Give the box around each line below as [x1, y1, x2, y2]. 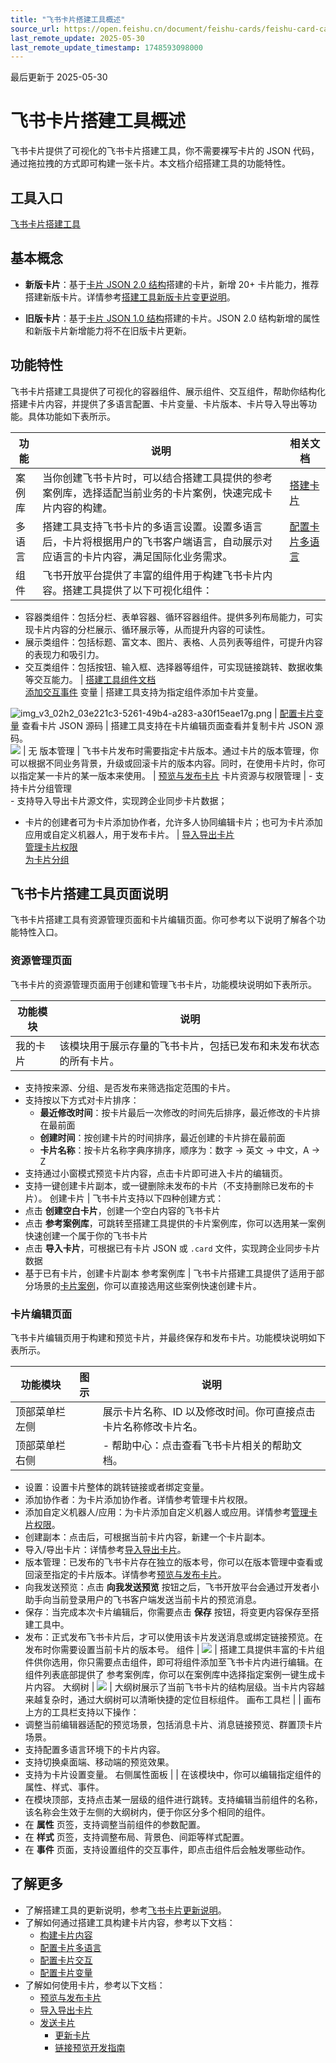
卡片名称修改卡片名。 [102, 1420, 203, 1434]
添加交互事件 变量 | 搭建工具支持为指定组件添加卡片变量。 [24, 686, 264, 698]
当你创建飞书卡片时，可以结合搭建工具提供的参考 [42, 471, 273, 485]
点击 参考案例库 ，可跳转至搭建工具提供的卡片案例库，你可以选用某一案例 [24, 1217, 326, 1229]
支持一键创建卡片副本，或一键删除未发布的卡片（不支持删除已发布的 [24, 1179, 306, 1191]
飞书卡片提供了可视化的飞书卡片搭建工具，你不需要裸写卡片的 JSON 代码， [10, 145, 320, 157]
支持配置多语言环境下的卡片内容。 [24, 1744, 166, 1756]
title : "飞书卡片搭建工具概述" [10, 14, 126, 25]
